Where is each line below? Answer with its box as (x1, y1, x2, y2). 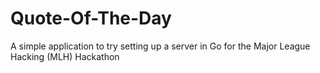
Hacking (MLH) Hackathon (10, 50, 120, 62)
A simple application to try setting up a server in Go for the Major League (10, 40, 311, 52)
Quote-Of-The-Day (10, 7, 172, 30)
